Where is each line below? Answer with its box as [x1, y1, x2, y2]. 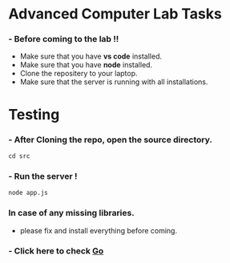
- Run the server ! [8, 170, 78, 181]
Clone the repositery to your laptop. [19, 69, 138, 79]
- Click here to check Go [8, 245, 104, 257]
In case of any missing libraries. [8, 208, 135, 219]
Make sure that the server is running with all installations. [19, 77, 208, 87]
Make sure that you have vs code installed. [19, 51, 163, 61]
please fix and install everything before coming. [19, 225, 178, 235]
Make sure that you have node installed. [19, 60, 153, 70]
